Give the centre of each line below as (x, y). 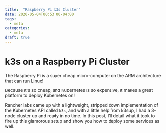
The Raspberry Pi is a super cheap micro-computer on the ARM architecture (83, 75)
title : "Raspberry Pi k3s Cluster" (43, 10)
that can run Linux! (24, 81)
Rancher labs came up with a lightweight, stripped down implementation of (82, 105)
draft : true (17, 38)
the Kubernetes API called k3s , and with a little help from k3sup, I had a (78, 110)
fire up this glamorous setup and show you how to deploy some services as (82, 121)
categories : (17, 28)
